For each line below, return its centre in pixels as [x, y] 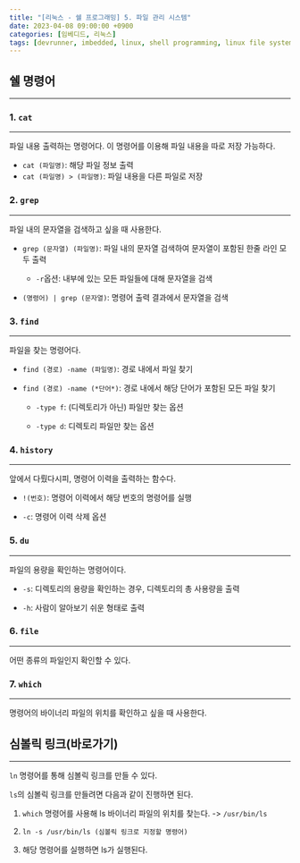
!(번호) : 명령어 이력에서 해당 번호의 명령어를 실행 [107, 498]
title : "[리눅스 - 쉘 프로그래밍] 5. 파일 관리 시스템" [100, 17]
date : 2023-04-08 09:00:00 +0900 [71, 26]
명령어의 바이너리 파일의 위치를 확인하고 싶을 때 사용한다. [108, 713]
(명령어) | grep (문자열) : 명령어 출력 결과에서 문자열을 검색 [125, 297]
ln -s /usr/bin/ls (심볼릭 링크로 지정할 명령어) [105, 832]
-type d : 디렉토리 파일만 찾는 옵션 [95, 426]
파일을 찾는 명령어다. [45, 350]
